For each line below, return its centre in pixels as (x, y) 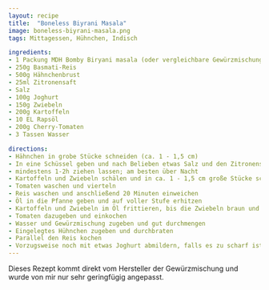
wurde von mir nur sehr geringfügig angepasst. (86, 277)
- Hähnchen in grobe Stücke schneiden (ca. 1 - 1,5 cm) (103, 156)
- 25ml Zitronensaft (43, 82)
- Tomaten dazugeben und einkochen (68, 216)
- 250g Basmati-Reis (43, 68)
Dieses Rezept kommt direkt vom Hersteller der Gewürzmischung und (123, 268)
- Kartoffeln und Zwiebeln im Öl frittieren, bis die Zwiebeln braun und (134, 208)
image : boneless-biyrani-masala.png (69, 30)
